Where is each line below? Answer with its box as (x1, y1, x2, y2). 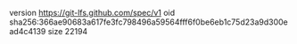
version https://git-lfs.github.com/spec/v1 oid (9, 8, 176, 18)
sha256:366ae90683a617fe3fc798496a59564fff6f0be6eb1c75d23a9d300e (9, 17, 288, 27)
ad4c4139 (9, 26, 46, 36)
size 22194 (47, 26, 88, 36)
